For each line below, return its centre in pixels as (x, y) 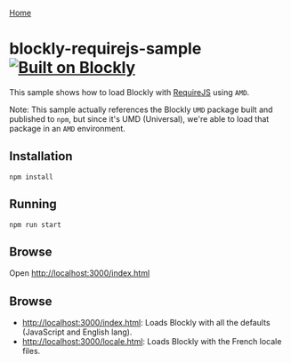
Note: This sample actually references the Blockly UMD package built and (141, 109)
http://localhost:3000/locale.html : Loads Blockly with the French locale (152, 342)
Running (33, 204)
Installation (41, 156)
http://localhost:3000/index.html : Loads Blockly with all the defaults (146, 323)
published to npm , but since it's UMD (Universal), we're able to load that (139, 118)
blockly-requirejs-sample (105, 49)
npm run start (36, 225)
